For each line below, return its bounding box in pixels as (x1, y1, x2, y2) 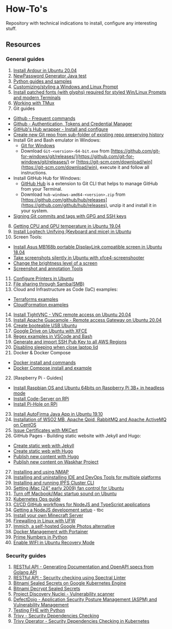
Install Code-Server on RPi (13, 395, 69, 401)
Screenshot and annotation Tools (13, 265, 83, 272)
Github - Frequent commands (13, 115, 76, 121)
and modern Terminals (13, 94, 61, 100)
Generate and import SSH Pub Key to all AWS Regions (13, 339, 127, 345)
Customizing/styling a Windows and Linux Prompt (13, 83, 118, 89)
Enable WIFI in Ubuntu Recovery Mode (13, 539, 95, 545)
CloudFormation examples (13, 301, 69, 307)
